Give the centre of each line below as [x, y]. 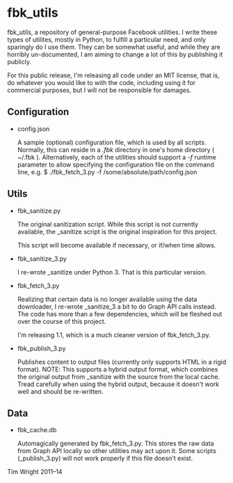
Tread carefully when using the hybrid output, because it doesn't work [118, 384]
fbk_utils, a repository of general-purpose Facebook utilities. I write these [112, 32]
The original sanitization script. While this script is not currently [108, 224]
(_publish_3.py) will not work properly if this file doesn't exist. [105, 459]
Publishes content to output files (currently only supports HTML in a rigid [122, 362]
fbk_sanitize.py [39, 210]
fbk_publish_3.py [41, 348]
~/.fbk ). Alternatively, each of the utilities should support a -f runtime [117, 157]
